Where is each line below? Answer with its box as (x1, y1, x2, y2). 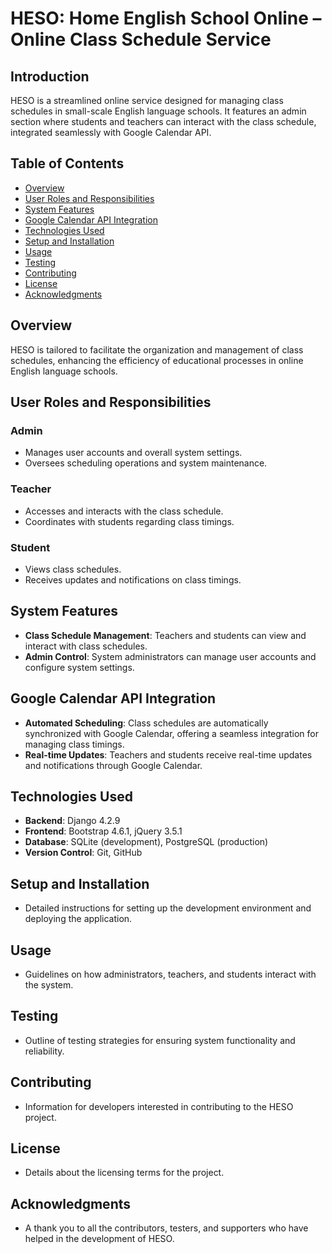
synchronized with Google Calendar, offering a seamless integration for (24, 727, 319, 739)
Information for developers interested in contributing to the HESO (24, 1100, 294, 1112)
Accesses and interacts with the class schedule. (24, 505, 224, 517)
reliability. (24, 1045, 65, 1057)
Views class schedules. (24, 563, 122, 575)
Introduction (10, 68, 90, 85)
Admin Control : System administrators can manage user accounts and (24, 650, 317, 662)
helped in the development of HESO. (24, 1233, 175, 1245)
